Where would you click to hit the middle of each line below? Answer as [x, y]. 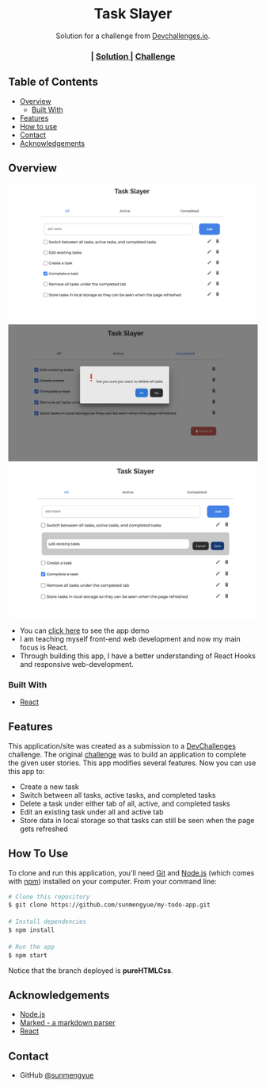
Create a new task [49, 787]
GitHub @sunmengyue [57, 1075]
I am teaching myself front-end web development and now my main [130, 638]
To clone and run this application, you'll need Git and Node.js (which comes [131, 872]
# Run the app [32, 947]
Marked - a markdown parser [68, 1023]
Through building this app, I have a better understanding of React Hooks [137, 656]
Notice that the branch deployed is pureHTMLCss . [91, 970]
